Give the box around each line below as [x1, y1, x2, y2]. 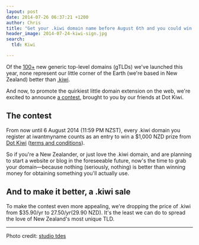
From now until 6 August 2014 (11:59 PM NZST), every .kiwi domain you [6, 126, 181, 133]
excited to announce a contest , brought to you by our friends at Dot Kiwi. [6, 93, 184, 101]
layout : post [6, 8, 38, 15]
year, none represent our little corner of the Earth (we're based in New [6, 69, 178, 77]
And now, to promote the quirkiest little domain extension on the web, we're [6, 87, 191, 94]
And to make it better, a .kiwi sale [6, 187, 131, 197]
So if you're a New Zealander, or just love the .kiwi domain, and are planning [6, 151, 192, 158]
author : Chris [6, 20, 41, 26]
